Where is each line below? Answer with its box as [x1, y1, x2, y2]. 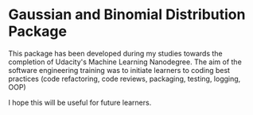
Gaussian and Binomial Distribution [8, 6, 246, 24]
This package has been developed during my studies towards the [8, 48, 223, 58]
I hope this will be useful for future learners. [8, 98, 152, 107]
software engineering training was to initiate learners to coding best [8, 65, 231, 75]
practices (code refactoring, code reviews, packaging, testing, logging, [8, 74, 241, 83]
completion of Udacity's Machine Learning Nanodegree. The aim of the [8, 57, 243, 67]
